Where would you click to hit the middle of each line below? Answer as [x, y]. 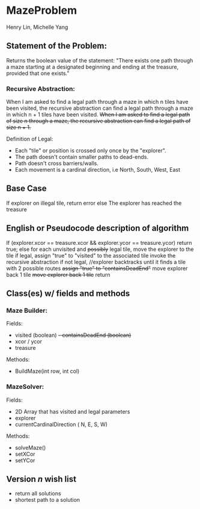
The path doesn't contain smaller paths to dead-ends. [82, 157]
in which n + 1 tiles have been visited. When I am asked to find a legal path [98, 115]
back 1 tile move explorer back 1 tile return [58, 274]
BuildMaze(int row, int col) [47, 371]
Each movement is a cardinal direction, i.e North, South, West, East [98, 170]
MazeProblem [42, 11]
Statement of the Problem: [56, 46]
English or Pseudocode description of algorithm [98, 228]
